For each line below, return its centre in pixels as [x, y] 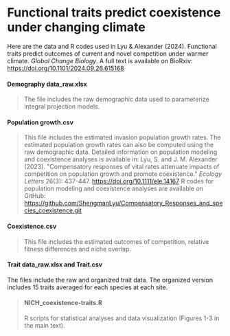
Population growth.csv [41, 122]
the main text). [44, 325]
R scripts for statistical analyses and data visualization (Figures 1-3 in [122, 318]
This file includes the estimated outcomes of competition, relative [116, 241]
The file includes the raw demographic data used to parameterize [116, 99]
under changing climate [76, 27]
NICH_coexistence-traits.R [63, 303]
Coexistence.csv [32, 226]
